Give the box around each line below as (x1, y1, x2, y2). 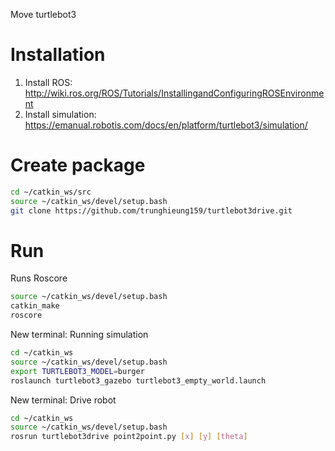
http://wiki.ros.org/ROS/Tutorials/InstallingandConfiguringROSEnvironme (24, 87, 325, 99)
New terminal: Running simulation (10, 329, 149, 341)
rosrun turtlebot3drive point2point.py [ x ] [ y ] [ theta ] (10, 432, 248, 442)
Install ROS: (24, 76, 73, 88)
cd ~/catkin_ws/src (10, 187, 92, 197)
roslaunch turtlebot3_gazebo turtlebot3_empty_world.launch (10, 375, 267, 386)
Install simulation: (24, 108, 97, 120)
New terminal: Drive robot (10, 394, 117, 406)
